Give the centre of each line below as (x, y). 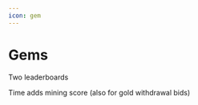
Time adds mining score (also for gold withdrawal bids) (99, 92)
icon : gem (25, 16)
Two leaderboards (38, 77)
